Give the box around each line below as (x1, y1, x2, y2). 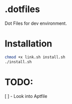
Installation (4, 38, 52, 49)
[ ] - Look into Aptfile (4, 93, 47, 99)
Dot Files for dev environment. (4, 20, 67, 26)
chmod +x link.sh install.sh (4, 55, 65, 60)
